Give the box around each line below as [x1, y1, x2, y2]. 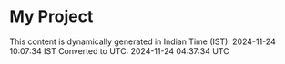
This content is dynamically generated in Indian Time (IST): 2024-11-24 [9, 36, 276, 47]
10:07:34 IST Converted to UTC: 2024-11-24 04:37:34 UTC [9, 45, 229, 56]
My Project [9, 6, 94, 27]
